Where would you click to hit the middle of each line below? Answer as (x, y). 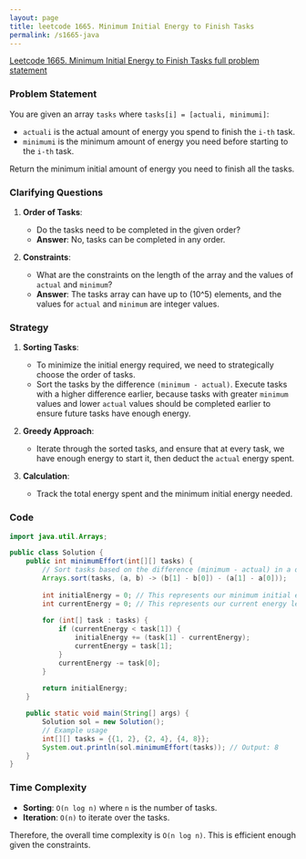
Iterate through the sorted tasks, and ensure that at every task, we (160, 449)
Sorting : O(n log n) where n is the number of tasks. (120, 807)
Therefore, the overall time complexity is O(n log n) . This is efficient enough (153, 834)
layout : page (34, 18)
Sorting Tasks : (51, 347)
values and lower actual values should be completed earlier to (153, 404)
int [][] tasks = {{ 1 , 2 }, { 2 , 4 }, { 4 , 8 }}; (126, 739)
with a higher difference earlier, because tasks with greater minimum (162, 394)
